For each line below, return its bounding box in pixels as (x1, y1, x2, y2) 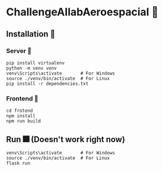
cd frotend (6, 108, 33, 114)
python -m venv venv (6, 65, 57, 71)
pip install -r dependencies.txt (6, 80, 89, 86)
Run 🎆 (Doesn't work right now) (6, 134, 126, 144)
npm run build (6, 118, 41, 124)
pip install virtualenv (6, 60, 65, 66)
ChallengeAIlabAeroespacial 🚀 (6, 5, 159, 19)
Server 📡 (6, 47, 31, 55)
